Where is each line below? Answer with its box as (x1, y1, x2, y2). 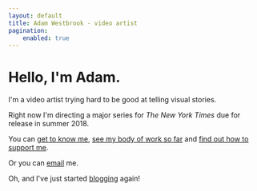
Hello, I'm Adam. (8, 69, 121, 86)
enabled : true (22, 34, 70, 42)
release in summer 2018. (8, 119, 90, 129)
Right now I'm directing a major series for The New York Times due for (8, 110, 241, 120)
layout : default (8, 11, 62, 20)
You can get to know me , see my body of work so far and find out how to (8, 134, 249, 144)
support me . (8, 143, 49, 153)
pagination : (8, 26, 48, 34)
